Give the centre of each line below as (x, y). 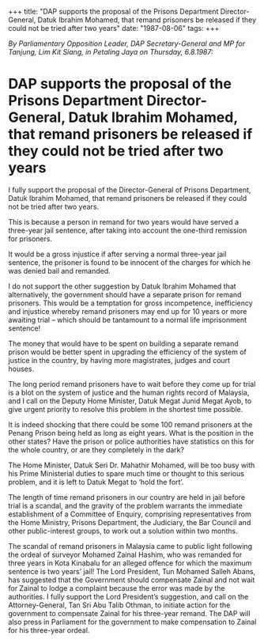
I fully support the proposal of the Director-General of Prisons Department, (130, 190)
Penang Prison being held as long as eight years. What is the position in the (131, 433)
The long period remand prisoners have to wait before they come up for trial (132, 384)
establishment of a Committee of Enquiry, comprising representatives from (130, 514)
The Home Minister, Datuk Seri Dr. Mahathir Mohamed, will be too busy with (132, 465)
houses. (21, 369)
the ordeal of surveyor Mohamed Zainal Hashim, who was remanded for (125, 554)
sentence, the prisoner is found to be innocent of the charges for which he (130, 262)
